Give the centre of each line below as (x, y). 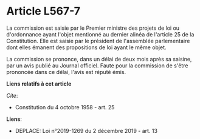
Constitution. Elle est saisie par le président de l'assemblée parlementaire (98, 41)
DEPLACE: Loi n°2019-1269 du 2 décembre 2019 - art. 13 (86, 131)
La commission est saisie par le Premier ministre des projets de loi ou (93, 28)
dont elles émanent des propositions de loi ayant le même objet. (86, 47)
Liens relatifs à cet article (39, 84)
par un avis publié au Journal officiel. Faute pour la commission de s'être (97, 66)
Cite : (12, 95)
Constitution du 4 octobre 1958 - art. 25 (65, 107)
